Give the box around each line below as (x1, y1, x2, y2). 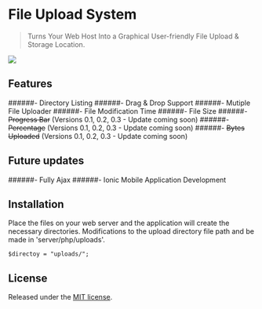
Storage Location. (27, 39, 86, 49)
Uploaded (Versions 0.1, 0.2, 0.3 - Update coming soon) (8, 131, 188, 140)
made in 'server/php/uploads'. (8, 235, 106, 245)
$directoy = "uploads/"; (8, 250, 89, 258)
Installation (8, 198, 64, 211)
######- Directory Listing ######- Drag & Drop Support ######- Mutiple (8, 98, 251, 107)
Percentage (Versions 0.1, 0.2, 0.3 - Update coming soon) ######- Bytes (8, 123, 246, 133)
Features (8, 77, 53, 91)
